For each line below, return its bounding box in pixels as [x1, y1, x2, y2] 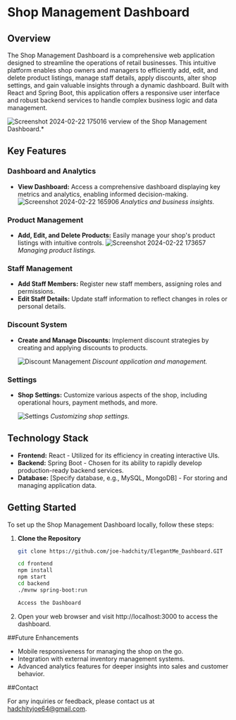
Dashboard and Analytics [7, 167, 97, 176]
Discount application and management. [92, 357, 208, 366]
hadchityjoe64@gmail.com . [7, 704, 87, 713]
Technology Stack [7, 432, 89, 445]
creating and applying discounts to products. [17, 343, 148, 352]
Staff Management [7, 263, 73, 273]
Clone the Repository [17, 534, 81, 542]
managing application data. [17, 481, 97, 489]
